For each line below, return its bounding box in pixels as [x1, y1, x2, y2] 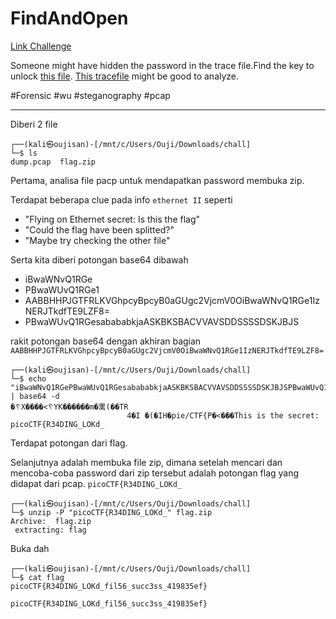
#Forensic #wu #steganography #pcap [10, 89, 171, 101]
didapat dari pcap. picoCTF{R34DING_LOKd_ [10, 477, 183, 489]
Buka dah [10, 542, 50, 554]
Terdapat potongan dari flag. [10, 437, 128, 449]
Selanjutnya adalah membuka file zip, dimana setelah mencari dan [10, 456, 283, 468]
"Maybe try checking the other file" [24, 234, 171, 246]
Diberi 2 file [10, 118, 58, 130]
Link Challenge [10, 40, 72, 52]
